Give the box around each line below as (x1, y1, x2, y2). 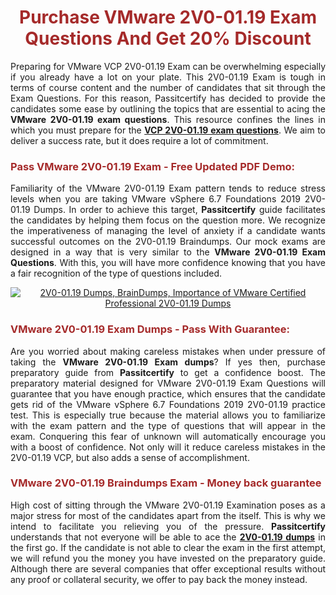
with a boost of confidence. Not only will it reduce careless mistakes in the (10, 441, 326, 453)
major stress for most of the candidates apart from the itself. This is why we (10, 509, 326, 521)
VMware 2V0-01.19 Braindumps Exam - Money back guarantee (10, 476, 322, 490)
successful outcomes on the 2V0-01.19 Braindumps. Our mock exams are (10, 236, 326, 248)
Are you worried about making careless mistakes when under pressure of (10, 345, 326, 357)
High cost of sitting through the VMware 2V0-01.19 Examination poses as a (10, 499, 326, 511)
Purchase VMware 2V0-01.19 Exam (19, 6, 317, 29)
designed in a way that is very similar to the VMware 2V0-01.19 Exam (10, 246, 326, 258)
